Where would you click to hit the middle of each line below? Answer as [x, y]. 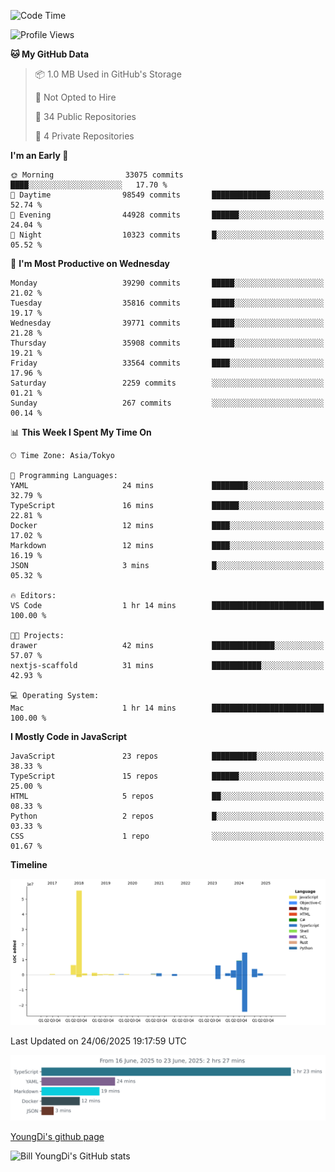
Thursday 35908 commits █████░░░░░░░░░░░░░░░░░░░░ [167, 343]
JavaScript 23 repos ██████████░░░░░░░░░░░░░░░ [167, 756]
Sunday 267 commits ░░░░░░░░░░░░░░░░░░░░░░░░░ [167, 403]
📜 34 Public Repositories [85, 116]
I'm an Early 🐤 [39, 155]
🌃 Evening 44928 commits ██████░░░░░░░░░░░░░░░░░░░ [167, 215]
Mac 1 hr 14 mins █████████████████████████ [167, 708]
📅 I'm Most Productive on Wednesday [90, 263]
